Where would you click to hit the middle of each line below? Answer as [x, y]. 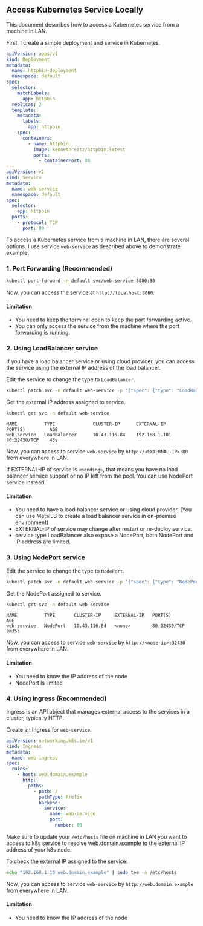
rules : [20, 769]
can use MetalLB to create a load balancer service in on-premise [95, 516]
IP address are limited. [43, 542]
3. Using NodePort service [46, 557]
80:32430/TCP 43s [32, 440]
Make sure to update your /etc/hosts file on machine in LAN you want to [97, 836]
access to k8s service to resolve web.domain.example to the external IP [96, 843]
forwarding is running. [43, 333]
